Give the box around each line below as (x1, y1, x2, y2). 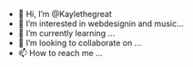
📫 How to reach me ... (17, 48, 103, 58)
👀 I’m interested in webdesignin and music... (17, 18, 184, 29)
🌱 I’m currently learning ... (17, 28, 116, 38)
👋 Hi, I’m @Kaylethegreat (17, 9, 112, 19)
